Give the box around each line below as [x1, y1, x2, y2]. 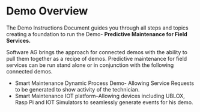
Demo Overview [6, 4, 88, 18]
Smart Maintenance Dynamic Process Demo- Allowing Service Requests [14, 79, 194, 87]
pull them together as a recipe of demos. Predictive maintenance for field [6, 55, 187, 62]
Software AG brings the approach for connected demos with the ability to [6, 48, 188, 55]
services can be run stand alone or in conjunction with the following [6, 61, 174, 69]
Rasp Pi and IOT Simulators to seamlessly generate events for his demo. [14, 98, 193, 106]
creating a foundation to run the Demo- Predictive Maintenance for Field [6, 30, 187, 37]
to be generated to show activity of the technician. [14, 86, 140, 93]
